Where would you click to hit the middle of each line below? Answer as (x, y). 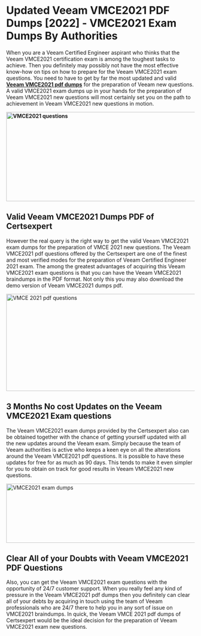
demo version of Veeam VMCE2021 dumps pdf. (65, 285)
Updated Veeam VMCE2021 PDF (88, 10)
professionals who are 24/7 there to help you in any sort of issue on (90, 608)
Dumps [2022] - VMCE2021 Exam (91, 23)
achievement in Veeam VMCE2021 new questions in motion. (80, 103)
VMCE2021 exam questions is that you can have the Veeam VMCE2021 (94, 272)
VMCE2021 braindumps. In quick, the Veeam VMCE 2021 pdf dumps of (94, 614)
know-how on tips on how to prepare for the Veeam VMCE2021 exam (92, 71)
